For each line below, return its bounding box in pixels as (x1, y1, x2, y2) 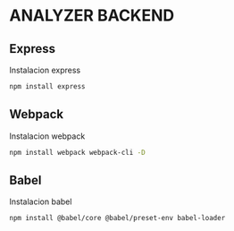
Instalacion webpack (9, 131, 86, 141)
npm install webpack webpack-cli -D (9, 148, 146, 157)
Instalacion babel (9, 196, 72, 207)
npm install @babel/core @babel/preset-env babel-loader (9, 214, 226, 223)
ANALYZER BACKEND (9, 5, 175, 26)
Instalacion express (9, 64, 81, 75)
